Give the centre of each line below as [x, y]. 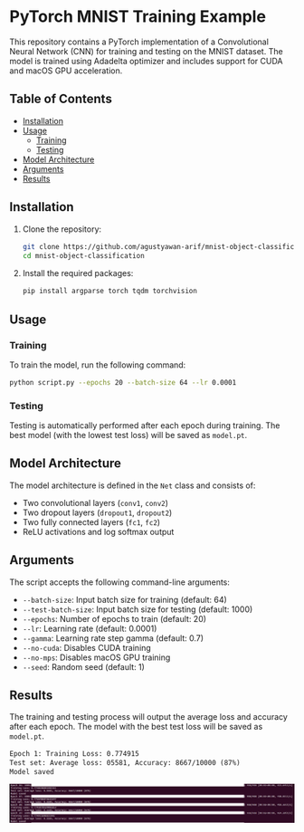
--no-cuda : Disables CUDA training [86, 647]
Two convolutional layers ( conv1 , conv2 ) [95, 502]
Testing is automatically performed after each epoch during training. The [145, 426]
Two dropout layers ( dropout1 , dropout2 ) [97, 512]
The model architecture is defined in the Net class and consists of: [133, 485]
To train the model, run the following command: [98, 365]
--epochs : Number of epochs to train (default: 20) [114, 618]
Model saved [32, 772]
